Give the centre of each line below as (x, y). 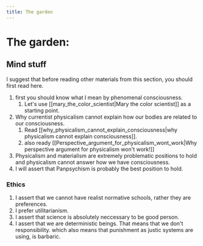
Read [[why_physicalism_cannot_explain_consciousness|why (101, 130)
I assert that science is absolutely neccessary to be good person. (97, 217)
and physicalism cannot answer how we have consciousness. (93, 162)
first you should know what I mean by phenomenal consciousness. (99, 97)
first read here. (25, 85)
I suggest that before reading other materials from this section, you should (100, 79)
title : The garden (30, 12)
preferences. (31, 204)
